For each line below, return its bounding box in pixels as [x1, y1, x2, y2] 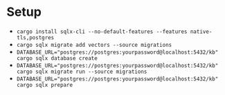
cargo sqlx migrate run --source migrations [16, 68, 147, 75]
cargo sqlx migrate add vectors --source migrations [16, 41, 172, 48]
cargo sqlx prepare [16, 81, 73, 88]
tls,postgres [16, 34, 55, 41]
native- [190, 28, 213, 35]
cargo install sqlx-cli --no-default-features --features [16, 28, 188, 35]
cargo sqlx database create [16, 54, 98, 62]
